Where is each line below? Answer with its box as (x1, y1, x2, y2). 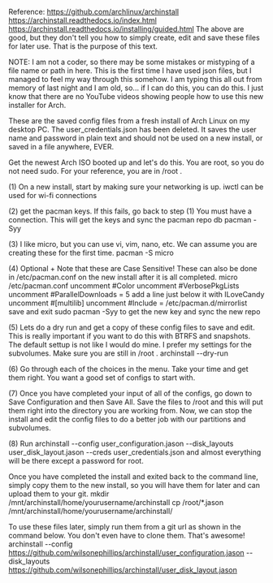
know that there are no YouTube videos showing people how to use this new (8, 92, 264, 101)
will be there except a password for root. (8, 456, 144, 465)
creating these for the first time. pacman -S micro (8, 248, 175, 257)
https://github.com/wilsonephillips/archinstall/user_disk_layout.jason (8, 565, 237, 575)
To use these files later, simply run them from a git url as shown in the (8, 522, 241, 531)
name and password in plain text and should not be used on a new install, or (8, 133, 263, 143)
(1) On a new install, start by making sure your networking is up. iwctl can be (8, 182, 264, 192)
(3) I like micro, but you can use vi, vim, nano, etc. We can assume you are (8, 240, 258, 248)
